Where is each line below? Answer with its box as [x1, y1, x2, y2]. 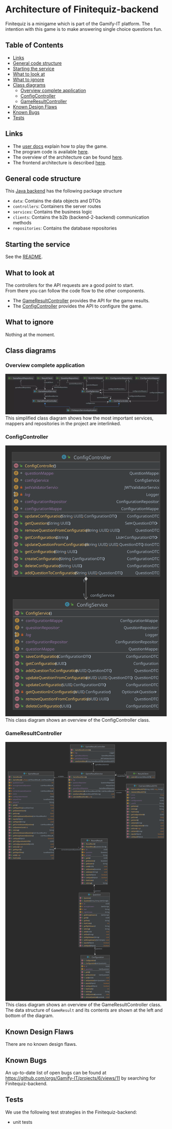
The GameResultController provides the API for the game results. [12, 298, 150, 303]
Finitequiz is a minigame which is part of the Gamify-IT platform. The [5, 21, 150, 27]
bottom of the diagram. [5, 1012, 54, 1019]
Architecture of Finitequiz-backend [5, 4, 159, 15]
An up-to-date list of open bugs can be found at [5, 1069, 106, 1076]
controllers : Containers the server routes [12, 203, 101, 209]
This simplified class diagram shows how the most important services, [5, 415, 154, 422]
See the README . [5, 254, 43, 260]
